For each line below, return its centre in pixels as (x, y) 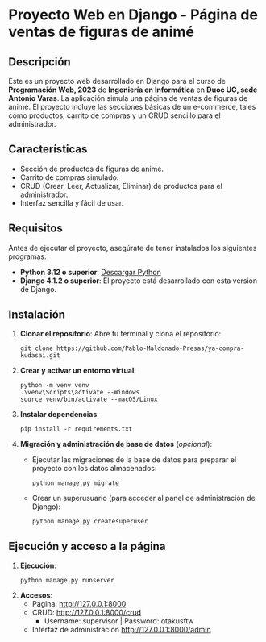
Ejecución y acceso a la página (87, 546)
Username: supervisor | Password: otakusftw (119, 621)
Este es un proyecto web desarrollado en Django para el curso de (117, 81)
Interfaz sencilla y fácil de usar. (72, 202)
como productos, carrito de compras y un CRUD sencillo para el (114, 115)
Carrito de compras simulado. (69, 177)
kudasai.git (40, 356)
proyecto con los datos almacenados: (94, 469)
